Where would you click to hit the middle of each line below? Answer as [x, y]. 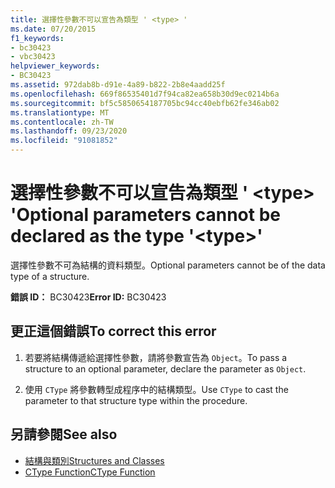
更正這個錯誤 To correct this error [113, 331]
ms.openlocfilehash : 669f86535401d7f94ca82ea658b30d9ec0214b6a [145, 94]
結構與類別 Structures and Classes [94, 460]
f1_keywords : [37, 38]
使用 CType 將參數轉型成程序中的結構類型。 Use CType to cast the [156, 389]
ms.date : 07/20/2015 [53, 29]
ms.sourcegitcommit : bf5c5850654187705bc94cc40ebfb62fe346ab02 [145, 103]
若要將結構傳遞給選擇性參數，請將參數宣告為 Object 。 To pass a [156, 357]
